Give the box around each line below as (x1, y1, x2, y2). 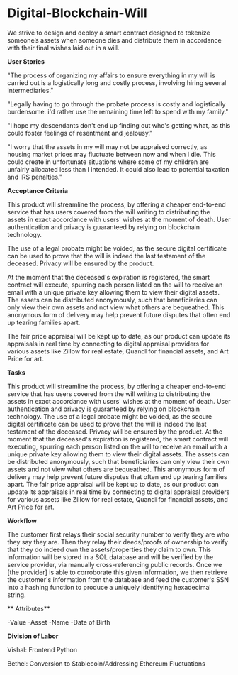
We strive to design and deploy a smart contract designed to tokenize (7, 28, 210, 37)
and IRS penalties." (7, 172, 62, 181)
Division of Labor (7, 632, 59, 640)
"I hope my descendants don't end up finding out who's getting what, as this (7, 121, 231, 129)
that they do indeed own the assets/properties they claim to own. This (7, 545, 212, 554)
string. (7, 591, 26, 599)
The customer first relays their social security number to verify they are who (7, 530, 229, 539)
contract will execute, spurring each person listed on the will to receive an (7, 280, 223, 289)
